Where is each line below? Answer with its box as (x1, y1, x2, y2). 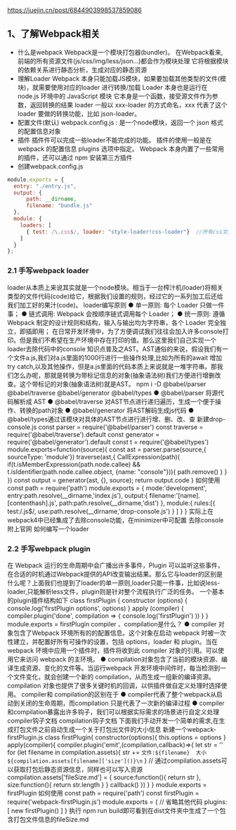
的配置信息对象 (17, 126, 61, 136)
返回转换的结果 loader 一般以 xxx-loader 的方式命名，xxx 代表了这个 (29, 100, 228, 109)
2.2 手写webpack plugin (7, 544, 91, 553)
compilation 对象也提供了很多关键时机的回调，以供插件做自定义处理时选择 (7, 681, 221, 690)
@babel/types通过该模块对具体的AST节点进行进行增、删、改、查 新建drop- (7, 414, 226, 423)
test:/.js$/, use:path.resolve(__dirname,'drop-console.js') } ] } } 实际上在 (7, 507, 214, 515)
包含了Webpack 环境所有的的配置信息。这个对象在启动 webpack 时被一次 (13, 628, 227, 637)
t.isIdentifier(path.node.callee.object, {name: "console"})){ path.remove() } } (7, 467, 228, 476)
